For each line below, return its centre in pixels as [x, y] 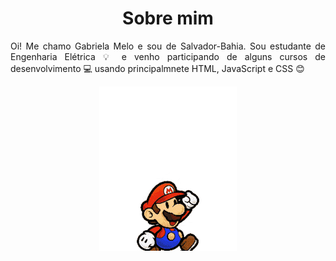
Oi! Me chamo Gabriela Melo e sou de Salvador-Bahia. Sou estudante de [168, 46]
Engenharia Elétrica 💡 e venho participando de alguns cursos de [168, 56]
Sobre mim [168, 18]
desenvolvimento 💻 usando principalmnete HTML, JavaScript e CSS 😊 [157, 68]
